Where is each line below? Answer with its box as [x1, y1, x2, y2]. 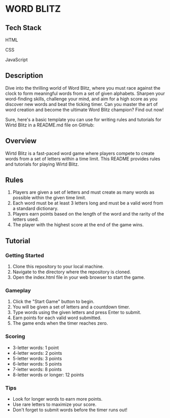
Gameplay [5, 287, 31, 294]
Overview [5, 137, 37, 145]
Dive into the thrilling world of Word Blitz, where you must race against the [5, 85, 161, 91]
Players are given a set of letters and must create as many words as [12, 189, 155, 195]
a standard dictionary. [12, 205, 58, 212]
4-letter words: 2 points [12, 350, 62, 356]
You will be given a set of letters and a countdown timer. [12, 304, 130, 310]
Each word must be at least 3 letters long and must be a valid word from [12, 200, 163, 206]
